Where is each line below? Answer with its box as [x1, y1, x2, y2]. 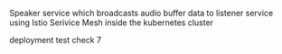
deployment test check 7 [9, 35, 102, 45]
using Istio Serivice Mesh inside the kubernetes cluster [9, 17, 214, 28]
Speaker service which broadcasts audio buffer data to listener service [9, 8, 274, 18]
